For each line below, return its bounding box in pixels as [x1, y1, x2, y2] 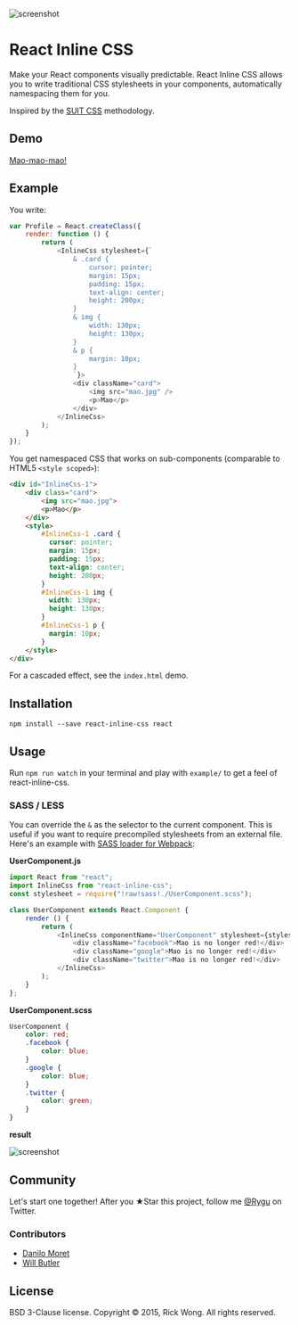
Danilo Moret [21, 1248, 69, 1259]
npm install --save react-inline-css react [9, 720, 174, 729]
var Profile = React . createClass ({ [9, 221, 141, 231]
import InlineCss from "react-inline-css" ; [9, 881, 174, 891]
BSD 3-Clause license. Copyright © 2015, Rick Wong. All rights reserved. [9, 1307, 276, 1318]
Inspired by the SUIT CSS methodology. [9, 105, 155, 116]
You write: [9, 204, 46, 215]
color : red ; [25, 1030, 69, 1039]
